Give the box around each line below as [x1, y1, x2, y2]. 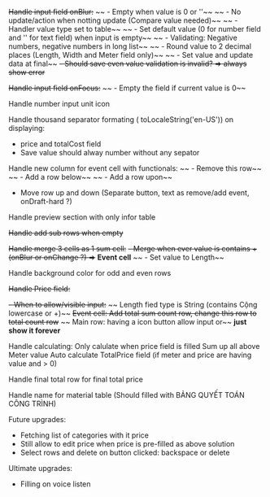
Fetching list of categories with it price [20, 430, 149, 440]
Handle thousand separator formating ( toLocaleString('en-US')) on [8, 115, 234, 124]
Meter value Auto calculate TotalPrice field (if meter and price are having [8, 350, 252, 360]
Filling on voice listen [20, 479, 91, 489]
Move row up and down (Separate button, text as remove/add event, [20, 188, 250, 198]
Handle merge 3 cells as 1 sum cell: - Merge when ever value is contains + [8, 244, 258, 253]
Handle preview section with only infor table [8, 212, 156, 222]
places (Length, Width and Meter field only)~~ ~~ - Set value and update [8, 50, 254, 59]
